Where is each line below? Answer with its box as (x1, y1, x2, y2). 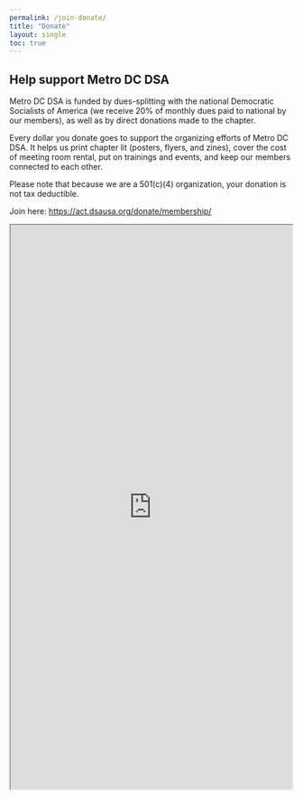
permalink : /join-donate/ (9, 13, 106, 23)
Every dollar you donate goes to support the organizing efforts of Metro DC (9, 133, 289, 144)
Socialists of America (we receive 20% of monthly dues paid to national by (9, 106, 287, 116)
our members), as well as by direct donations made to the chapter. (9, 115, 256, 126)
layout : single (9, 30, 67, 39)
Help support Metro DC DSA (9, 71, 170, 87)
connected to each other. (9, 162, 104, 172)
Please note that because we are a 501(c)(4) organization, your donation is (9, 179, 287, 190)
